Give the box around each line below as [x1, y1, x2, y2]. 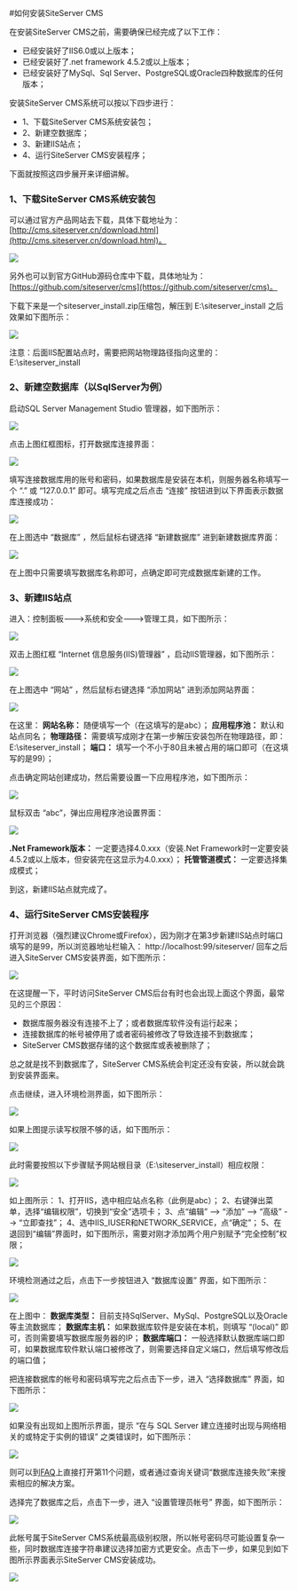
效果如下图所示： [9, 311, 72, 322]
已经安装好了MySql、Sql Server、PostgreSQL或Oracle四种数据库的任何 [21, 67, 284, 78]
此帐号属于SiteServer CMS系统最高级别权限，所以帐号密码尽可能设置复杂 [9, 1532, 278, 1543]
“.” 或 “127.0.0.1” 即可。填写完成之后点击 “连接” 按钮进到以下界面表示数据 [19, 484, 284, 495]
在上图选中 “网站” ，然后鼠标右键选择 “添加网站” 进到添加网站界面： [9, 684, 257, 695]
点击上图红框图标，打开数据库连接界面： [9, 438, 157, 449]
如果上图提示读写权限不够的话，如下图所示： [9, 1124, 173, 1135]
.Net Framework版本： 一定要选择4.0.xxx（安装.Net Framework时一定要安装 [9, 842, 289, 854]
